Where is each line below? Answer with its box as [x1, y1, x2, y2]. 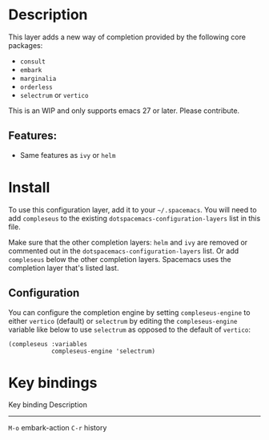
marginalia [19, 75, 57, 83]
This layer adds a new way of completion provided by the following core [8, 32, 247, 42]
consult [19, 58, 46, 66]
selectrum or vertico [19, 90, 89, 99]
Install [8, 178, 50, 196]
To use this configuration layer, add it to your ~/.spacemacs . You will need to [8, 204, 258, 214]
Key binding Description [8, 400, 88, 410]
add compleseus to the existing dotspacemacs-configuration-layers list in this [8, 213, 261, 223]
